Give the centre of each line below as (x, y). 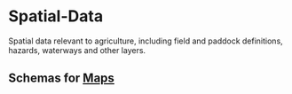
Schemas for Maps (61, 78)
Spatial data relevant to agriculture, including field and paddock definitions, (146, 41)
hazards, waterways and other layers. (77, 50)
